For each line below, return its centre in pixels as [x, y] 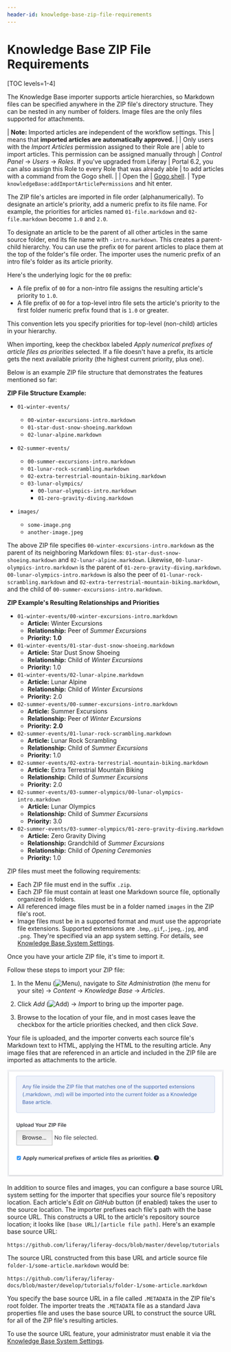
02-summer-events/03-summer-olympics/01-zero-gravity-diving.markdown [120, 829]
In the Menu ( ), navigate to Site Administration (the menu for [114, 983]
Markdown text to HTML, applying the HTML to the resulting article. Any [109, 1045]
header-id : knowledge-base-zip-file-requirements [80, 14]
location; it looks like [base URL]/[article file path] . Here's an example [111, 1224]
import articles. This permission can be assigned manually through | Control [114, 154]
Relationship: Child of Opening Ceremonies [89, 850]
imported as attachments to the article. [62, 1060]
